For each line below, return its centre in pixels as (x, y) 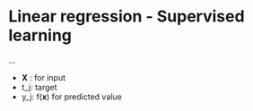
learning (40, 35)
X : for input (44, 77)
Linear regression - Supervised (126, 17)
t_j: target (39, 87)
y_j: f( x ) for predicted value (71, 97)
